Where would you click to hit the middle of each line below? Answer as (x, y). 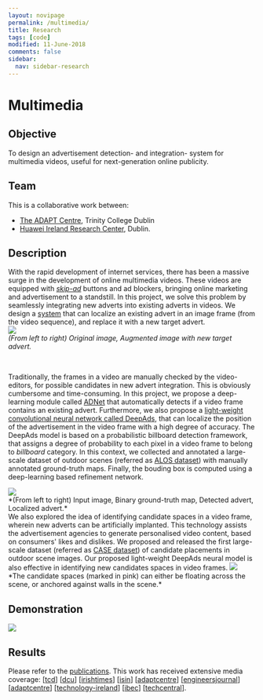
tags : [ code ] (29, 37)
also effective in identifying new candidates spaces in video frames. (118, 568)
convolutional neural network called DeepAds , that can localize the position (130, 419)
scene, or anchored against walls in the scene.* (85, 585)
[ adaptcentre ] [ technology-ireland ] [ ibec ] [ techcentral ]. (97, 688)
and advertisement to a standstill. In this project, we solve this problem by (127, 297)
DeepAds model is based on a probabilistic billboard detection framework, (128, 436)
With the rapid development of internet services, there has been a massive (129, 272)
